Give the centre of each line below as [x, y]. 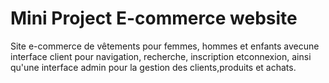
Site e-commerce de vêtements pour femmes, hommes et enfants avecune [165, 46]
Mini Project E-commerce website [154, 18]
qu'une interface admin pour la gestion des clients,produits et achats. [153, 67]
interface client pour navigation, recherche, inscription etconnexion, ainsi [161, 56]
